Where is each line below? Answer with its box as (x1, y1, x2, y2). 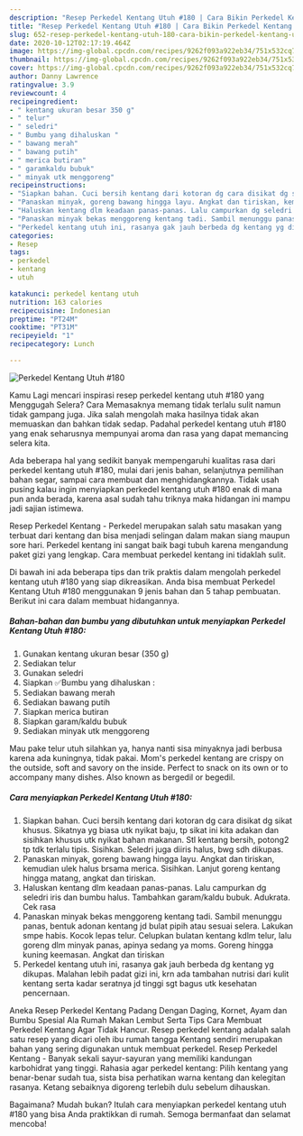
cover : (9, 64, 34, 73)
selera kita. (9, 437, 50, 448)
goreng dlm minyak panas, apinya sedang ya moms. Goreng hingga (22, 939, 273, 950)
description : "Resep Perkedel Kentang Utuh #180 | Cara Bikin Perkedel (9, 13, 284, 23)
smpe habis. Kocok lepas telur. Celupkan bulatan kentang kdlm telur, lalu (22, 930, 292, 940)
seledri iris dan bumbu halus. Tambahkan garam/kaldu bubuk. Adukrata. (22, 892, 291, 902)
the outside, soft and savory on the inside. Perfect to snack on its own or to (9, 762, 289, 773)
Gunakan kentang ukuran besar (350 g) (22, 648, 170, 659)
